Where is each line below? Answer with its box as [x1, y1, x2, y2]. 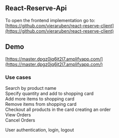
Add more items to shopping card [5, 95, 74, 102]
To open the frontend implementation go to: [5, 17, 95, 23]
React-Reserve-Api [5, 4, 67, 13]
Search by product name [5, 85, 57, 91]
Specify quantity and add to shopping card [5, 90, 94, 96]
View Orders [5, 111, 31, 117]
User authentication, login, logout [5, 126, 74, 132]
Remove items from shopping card [5, 101, 77, 107]
